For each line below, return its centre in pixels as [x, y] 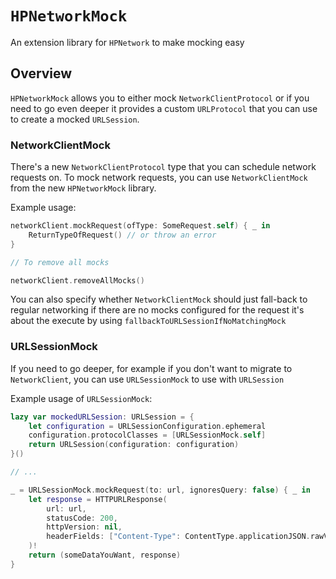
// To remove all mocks [60, 262]
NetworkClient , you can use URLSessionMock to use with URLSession [147, 379]
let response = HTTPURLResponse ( [98, 499]
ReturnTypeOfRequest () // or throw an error [122, 235]
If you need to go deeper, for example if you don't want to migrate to [151, 368]
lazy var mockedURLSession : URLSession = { [102, 417]
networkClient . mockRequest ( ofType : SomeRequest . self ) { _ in [140, 226]
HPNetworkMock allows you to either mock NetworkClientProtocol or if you [160, 98]
